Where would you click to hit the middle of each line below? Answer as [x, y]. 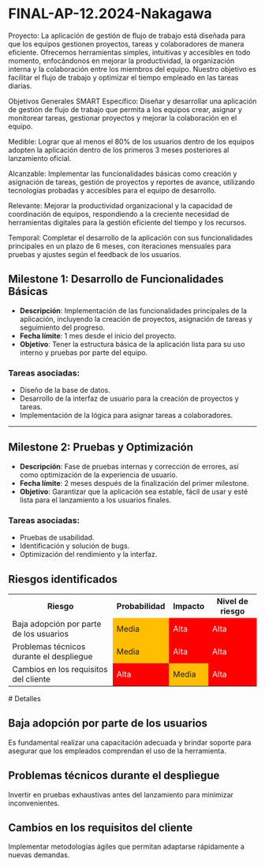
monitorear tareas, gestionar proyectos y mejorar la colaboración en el [123, 118]
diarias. [20, 86]
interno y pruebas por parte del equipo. [84, 353]
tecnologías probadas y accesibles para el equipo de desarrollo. [112, 190]
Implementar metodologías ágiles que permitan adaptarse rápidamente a [126, 847]
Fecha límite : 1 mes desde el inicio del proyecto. [98, 335]
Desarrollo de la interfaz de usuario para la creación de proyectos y [129, 398]
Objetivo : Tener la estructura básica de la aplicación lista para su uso [132, 344]
